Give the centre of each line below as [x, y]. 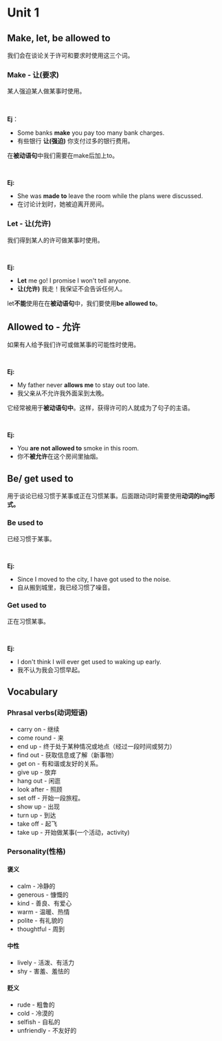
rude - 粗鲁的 [36, 1005]
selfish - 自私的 [38, 1022]
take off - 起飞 [37, 824]
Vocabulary [33, 692]
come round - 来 [40, 738]
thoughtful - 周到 [41, 929]
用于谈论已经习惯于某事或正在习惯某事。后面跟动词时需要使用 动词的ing [108, 496]
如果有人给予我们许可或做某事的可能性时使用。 [73, 344]
